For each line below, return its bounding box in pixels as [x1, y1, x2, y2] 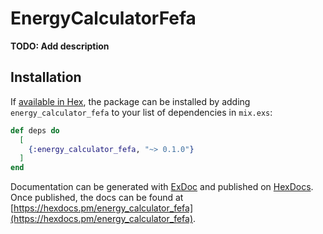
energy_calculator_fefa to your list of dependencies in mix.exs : [10, 106, 273, 118]
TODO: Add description [10, 40, 110, 52]
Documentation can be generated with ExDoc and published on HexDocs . [10, 181, 314, 193]
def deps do [10, 125, 60, 136]
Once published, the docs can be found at [10, 192, 184, 204]
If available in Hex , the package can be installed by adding [10, 95, 251, 107]
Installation [10, 69, 82, 86]
